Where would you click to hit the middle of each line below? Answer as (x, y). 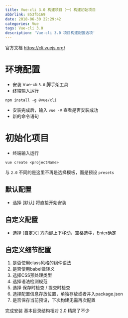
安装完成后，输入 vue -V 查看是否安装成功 (55, 110)
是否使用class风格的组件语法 (42, 263)
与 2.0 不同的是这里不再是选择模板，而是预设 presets (60, 172)
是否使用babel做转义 (33, 269)
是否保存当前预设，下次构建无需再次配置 (54, 300)
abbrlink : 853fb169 (25, 14)
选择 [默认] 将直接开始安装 (39, 202)
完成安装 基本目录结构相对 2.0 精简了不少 (47, 311)
